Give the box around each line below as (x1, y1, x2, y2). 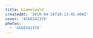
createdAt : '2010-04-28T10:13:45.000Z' (5, 12, 89, 17)
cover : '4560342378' (5, 16, 49, 21)
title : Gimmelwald (5, 7, 44, 12)
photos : (5, 21, 22, 26)
